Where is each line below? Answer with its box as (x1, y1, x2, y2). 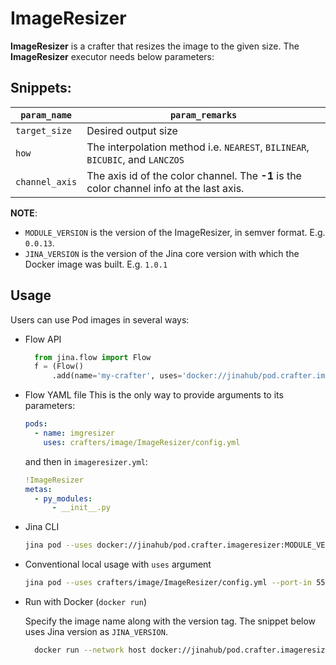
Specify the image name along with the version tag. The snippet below (24, 615, 317, 627)
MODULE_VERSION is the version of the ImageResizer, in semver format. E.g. (24, 226, 326, 238)
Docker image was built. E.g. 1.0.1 (24, 258, 168, 270)
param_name (20, 109, 73, 121)
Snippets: (10, 80, 72, 97)
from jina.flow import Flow (34, 352, 152, 362)
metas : (24, 484, 53, 494)
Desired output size (86, 123, 178, 137)
